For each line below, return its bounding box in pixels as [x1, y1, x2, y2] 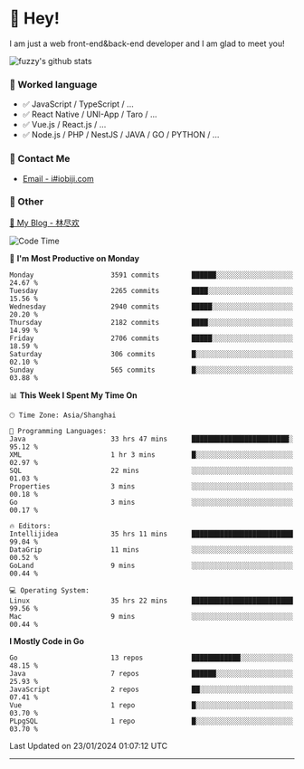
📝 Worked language [9, 78, 98, 90]
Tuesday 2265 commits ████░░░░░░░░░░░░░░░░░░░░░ [9, 286, 294, 295]
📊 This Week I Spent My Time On [9, 389, 138, 401]
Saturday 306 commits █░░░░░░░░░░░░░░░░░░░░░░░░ [9, 349, 294, 358]
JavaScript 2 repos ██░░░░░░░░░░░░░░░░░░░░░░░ [9, 685, 294, 694]
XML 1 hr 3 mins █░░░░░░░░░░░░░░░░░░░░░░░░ [9, 450, 294, 460]
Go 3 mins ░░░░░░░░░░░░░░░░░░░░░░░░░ [9, 498, 294, 507]
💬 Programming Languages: [9, 426, 107, 435]
